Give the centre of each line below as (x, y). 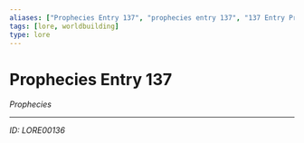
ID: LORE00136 (38, 130)
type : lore (30, 34)
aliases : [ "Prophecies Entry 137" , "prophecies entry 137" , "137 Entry (147, 18)
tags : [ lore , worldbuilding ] (64, 26)
